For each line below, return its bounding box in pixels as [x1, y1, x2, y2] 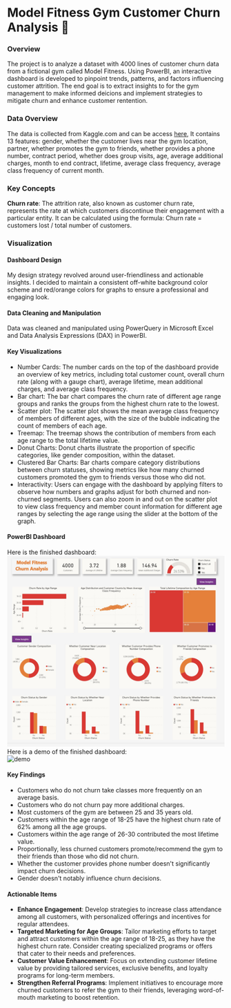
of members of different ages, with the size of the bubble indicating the [17, 414, 220, 422]
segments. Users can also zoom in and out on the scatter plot [42, 495, 218, 503]
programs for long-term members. [17, 971, 115, 980]
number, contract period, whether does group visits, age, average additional [7, 151, 223, 160]
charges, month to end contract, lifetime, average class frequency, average [7, 159, 221, 167]
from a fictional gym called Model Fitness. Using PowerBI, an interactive [7, 67, 212, 75]
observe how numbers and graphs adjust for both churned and [17, 487, 197, 495]
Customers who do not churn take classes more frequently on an [17, 786, 202, 794]
